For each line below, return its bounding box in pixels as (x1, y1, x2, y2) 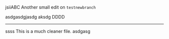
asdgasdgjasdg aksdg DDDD (5, 14, 65, 19)
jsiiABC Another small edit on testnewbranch (5, 4, 96, 10)
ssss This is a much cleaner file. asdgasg (5, 28, 91, 34)
